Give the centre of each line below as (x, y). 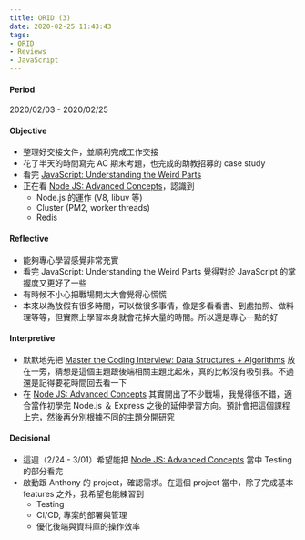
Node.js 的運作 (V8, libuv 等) (89, 198)
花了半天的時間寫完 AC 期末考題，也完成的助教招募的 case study (144, 163)
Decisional (30, 438)
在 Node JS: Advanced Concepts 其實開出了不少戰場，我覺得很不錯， (153, 394)
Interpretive (32, 338)
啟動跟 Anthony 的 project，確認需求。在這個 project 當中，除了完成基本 (158, 483)
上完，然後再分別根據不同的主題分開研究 (98, 417)
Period (22, 89)
